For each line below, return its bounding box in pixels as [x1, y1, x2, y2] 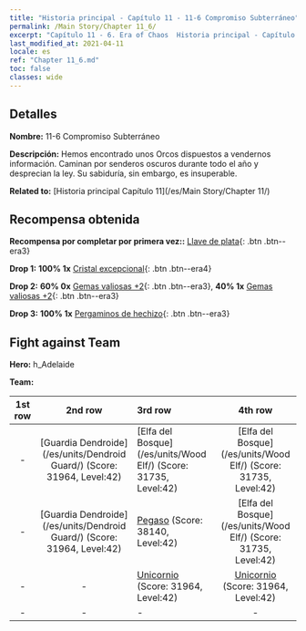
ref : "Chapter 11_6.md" [9, 56, 100, 65]
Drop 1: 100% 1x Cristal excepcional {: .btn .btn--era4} [9, 264, 212, 274]
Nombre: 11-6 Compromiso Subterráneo [9, 130, 160, 141]
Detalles [9, 107, 57, 122]
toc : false [9, 65, 51, 74]
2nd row [65, 404, 103, 417]
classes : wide [9, 73, 64, 82]
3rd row [136, 404, 172, 417]
